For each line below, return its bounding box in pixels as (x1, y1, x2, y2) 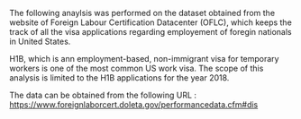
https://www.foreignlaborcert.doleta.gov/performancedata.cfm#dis (9, 99, 259, 110)
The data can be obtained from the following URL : (9, 89, 196, 100)
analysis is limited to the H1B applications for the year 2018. (9, 72, 230, 83)
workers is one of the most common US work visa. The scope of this (9, 63, 264, 73)
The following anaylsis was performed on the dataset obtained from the (9, 8, 276, 18)
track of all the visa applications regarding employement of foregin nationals (9, 27, 292, 37)
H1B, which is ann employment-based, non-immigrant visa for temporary (9, 54, 279, 64)
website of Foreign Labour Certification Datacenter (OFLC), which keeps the (9, 17, 293, 28)
